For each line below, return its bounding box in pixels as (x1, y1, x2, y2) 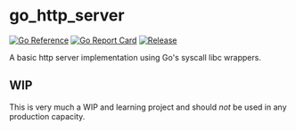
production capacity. (9, 111, 86, 121)
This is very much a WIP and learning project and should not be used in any (9, 102, 287, 112)
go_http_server (9, 5, 125, 26)
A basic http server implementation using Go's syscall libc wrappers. (9, 52, 261, 62)
